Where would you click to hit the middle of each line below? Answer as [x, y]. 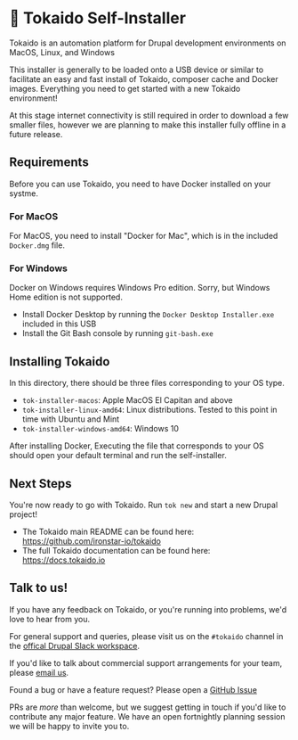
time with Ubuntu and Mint [71, 419]
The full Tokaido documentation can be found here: [116, 550]
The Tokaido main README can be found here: [108, 531]
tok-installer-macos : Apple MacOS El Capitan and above [127, 400]
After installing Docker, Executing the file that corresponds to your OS [137, 446]
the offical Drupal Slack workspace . [75, 645]
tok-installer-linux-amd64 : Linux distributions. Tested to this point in [149, 410]
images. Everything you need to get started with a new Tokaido [125, 88]
